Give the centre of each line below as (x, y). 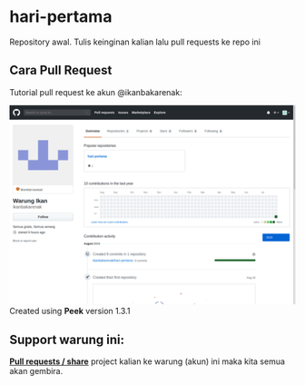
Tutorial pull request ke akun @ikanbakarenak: (96, 92)
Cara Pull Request (61, 70)
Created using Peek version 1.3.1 (70, 311)
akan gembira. (36, 370)
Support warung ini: (67, 339)
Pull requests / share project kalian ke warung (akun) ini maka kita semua (148, 361)
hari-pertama (61, 17)
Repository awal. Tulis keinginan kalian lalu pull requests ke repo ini (135, 42)
